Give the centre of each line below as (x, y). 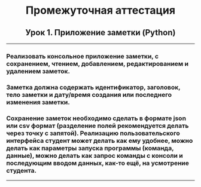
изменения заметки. (38, 102)
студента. (22, 170)
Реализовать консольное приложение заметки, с (83, 56)
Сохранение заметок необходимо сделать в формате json (96, 118)
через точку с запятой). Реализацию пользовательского (93, 133)
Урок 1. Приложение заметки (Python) (100, 33)
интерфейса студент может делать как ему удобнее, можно (100, 140)
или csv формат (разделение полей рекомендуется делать (98, 125)
